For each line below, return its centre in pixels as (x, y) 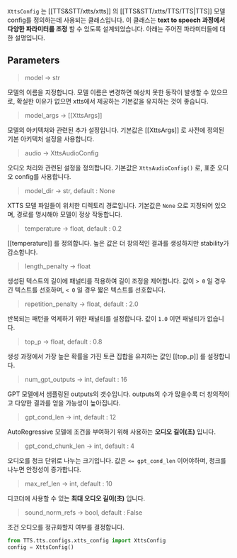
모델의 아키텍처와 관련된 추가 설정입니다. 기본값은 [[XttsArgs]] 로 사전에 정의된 (116, 130)
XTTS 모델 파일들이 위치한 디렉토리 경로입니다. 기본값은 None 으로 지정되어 (110, 205)
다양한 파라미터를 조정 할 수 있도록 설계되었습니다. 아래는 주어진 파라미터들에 (113, 29)
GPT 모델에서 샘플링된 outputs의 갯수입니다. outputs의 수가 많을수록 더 (106, 394)
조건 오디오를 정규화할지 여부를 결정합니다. (66, 527)
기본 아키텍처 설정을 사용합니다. (51, 138)
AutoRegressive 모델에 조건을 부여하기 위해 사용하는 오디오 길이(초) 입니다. (111, 432)
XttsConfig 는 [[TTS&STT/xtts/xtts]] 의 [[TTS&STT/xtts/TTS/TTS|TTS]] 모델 (116, 11)
